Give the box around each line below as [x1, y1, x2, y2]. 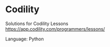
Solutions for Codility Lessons [5, 20, 69, 27]
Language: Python [5, 36, 45, 42]
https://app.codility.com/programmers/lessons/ [5, 26, 105, 32]
